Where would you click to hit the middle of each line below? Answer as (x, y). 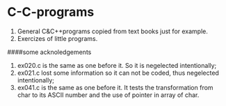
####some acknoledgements (49, 52)
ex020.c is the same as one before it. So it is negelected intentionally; (117, 65)
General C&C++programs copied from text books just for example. (113, 31)
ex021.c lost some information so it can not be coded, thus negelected (118, 73)
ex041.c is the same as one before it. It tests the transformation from (115, 87)
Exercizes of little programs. (57, 38)
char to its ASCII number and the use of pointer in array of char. (108, 95)
